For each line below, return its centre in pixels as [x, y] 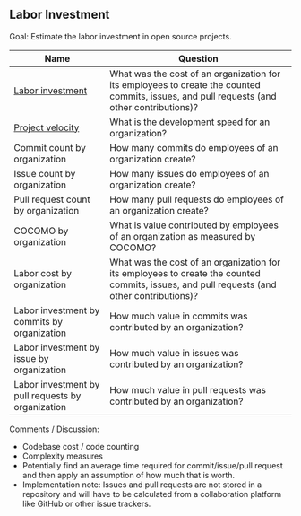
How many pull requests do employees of [197, 199]
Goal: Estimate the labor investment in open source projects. [120, 36]
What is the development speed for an [190, 122]
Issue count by [45, 173]
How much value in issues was [174, 353]
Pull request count [52, 199]
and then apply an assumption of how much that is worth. [129, 475]
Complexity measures [62, 456]
